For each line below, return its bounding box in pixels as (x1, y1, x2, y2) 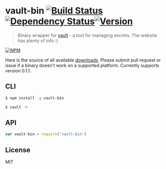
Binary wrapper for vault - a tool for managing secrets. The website (17, 32, 157, 38)
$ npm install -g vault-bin (5, 95, 64, 100)
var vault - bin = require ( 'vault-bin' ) (5, 132, 87, 137)
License (5, 145, 31, 154)
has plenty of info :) (17, 38, 58, 44)
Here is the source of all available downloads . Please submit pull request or (5, 57, 161, 63)
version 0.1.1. (5, 68, 31, 74)
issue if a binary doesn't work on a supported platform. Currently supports (5, 62, 159, 68)
